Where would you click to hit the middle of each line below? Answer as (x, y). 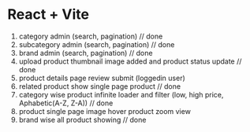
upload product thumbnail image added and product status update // (130, 61)
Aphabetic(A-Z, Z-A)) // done (66, 103)
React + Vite (49, 15)
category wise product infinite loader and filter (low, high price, (121, 94)
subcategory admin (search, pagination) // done (97, 44)
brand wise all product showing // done (82, 119)
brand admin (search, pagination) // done (86, 53)
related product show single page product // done (100, 86)
